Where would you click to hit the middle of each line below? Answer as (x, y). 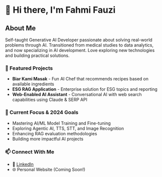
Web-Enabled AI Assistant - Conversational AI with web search (77, 95)
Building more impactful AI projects (48, 139)
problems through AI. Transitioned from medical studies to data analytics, (79, 45)
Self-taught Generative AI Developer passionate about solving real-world (79, 40)
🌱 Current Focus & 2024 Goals (42, 112)
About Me (20, 28)
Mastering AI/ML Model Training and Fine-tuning (61, 123)
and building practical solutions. (37, 55)
